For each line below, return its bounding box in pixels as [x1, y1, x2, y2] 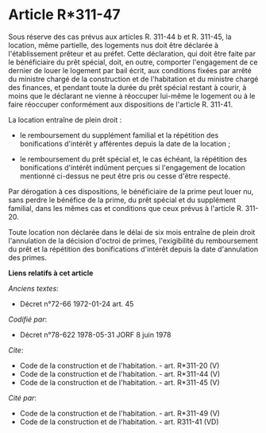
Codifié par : [8, 314, 48, 324]
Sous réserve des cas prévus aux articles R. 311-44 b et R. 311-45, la [8, 32, 232, 41]
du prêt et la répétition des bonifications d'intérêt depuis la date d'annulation [8, 244, 259, 254]
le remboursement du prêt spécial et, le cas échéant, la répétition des [19, 154, 248, 164]
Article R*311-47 [8, 6, 121, 24]
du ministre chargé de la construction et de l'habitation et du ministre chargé [8, 74, 259, 84]
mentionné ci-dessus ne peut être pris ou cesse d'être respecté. [19, 171, 230, 181]
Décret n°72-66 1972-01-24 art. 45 [19, 298, 134, 308]
